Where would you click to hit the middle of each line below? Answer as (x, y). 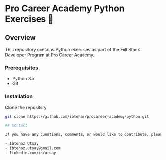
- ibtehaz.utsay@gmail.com (33, 148)
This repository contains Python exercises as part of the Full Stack (73, 49)
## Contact (16, 125)
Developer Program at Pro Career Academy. (50, 55)
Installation (19, 96)
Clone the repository (26, 107)
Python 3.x (23, 79)
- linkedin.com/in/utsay (31, 153)
